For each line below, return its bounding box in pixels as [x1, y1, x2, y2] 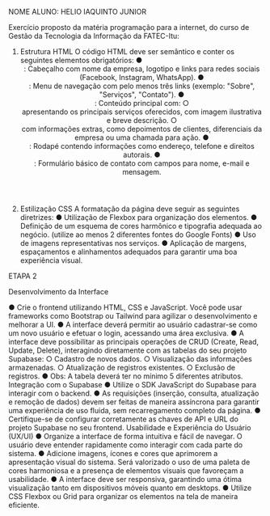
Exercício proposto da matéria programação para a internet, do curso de [8, 23, 250, 32]
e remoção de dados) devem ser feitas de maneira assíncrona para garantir [8, 397, 260, 407]
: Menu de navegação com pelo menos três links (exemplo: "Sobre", [28, 81, 255, 91]
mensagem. [122, 167, 162, 176]
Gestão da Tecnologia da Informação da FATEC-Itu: [8, 32, 179, 40]
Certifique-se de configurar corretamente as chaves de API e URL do [8, 414, 238, 424]
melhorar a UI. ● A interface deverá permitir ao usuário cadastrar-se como [8, 319, 258, 329]
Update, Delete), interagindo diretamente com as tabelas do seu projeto [8, 345, 247, 355]
